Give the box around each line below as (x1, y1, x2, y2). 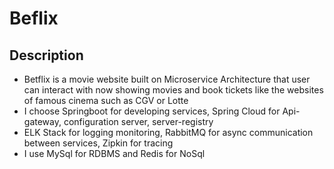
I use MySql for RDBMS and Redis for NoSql (23, 148, 206, 159)
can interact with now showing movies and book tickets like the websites (23, 84, 324, 96)
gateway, (23, 116, 62, 127)
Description (9, 47, 84, 64)
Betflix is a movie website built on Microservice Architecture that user (23, 73, 311, 85)
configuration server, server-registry (63, 116, 214, 127)
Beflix (9, 7, 59, 30)
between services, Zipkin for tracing (23, 137, 174, 149)
